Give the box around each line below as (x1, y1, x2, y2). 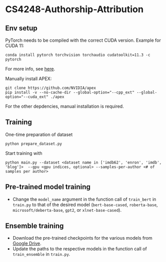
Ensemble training (5, 222, 64, 231)
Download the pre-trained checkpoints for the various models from (12, 235, 153, 241)
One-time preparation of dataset (5, 131, 73, 138)
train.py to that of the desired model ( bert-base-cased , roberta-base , (12, 202, 158, 208)
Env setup (5, 24, 38, 32)
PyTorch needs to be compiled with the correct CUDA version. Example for (5, 37, 161, 43)
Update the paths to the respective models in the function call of (12, 246, 147, 252)
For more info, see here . (5, 66, 56, 72)
